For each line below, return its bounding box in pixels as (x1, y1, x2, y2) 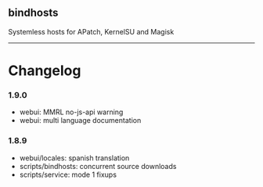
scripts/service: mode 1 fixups (19, 170, 117, 179)
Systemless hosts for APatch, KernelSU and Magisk (8, 27, 175, 36)
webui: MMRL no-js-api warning (19, 107, 124, 117)
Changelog (8, 62, 81, 79)
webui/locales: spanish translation (19, 153, 130, 163)
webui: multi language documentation (19, 116, 142, 125)
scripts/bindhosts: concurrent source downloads (19, 161, 177, 171)
